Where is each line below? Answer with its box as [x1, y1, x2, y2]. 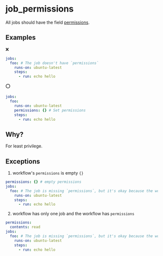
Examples [5, 33, 36, 42]
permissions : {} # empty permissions [5, 179, 82, 184]
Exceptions [5, 157, 40, 165]
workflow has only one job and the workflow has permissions [12, 211, 134, 217]
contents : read [10, 224, 41, 230]
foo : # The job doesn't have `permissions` [10, 61, 99, 65]
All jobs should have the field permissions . [5, 19, 90, 25]
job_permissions [5, 3, 74, 15]
